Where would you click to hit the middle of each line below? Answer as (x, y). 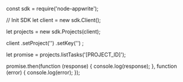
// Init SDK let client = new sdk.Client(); (53, 20)
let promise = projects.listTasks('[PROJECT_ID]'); (66, 55)
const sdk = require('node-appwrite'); (53, 9)
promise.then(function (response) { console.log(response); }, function (91, 66)
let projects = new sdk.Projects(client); (53, 31)
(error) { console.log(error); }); (43, 72)
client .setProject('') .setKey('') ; (45, 43)
